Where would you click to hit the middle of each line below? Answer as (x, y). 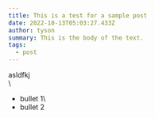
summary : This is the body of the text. (76, 38)
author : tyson (32, 30)
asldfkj (19, 75)
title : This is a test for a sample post (78, 15)
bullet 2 (32, 107)
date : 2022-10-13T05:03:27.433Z (62, 23)
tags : (17, 45)
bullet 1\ (33, 99)
